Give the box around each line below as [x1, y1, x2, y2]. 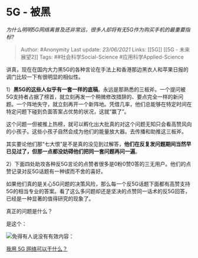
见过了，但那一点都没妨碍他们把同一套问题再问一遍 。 [11, 148, 140, 155]
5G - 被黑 [6, 5, 51, 19]
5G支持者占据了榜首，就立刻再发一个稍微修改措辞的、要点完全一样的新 [6, 93, 179, 100]
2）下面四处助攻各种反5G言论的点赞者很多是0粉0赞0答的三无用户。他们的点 [6, 160, 192, 167]
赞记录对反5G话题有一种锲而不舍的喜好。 [6, 168, 106, 175]
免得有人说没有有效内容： [12, 233, 74, 240]
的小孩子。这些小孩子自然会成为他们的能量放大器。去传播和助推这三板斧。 [6, 128, 187, 135]
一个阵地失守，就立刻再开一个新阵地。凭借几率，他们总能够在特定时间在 [16, 100, 192, 107]
